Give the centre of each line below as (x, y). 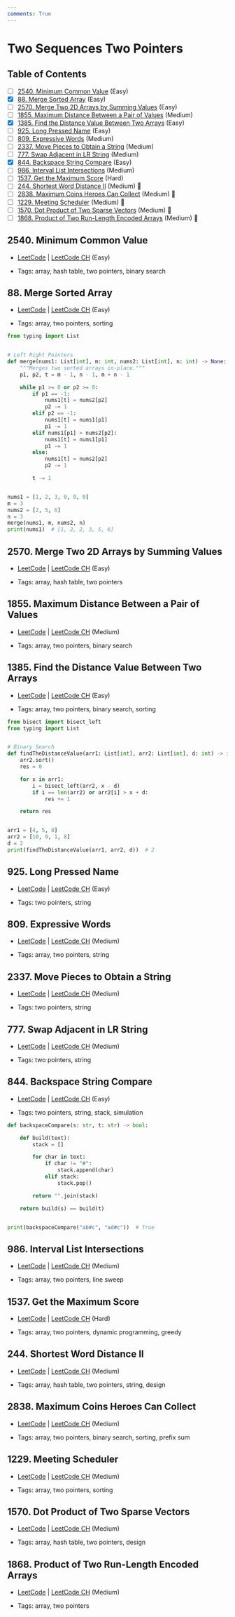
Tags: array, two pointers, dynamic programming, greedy (99, 1332)
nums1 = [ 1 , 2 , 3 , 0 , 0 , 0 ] (48, 497)
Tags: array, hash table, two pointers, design (81, 1542)
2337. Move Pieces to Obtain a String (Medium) (85, 147)
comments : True (29, 14)
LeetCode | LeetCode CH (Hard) (64, 1319)
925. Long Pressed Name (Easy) (64, 130)
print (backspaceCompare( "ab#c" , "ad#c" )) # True (81, 1227)
